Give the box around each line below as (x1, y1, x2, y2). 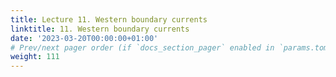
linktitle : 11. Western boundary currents (10, 24, 190, 34)
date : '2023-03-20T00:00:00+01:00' (10, 33, 159, 43)
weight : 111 (10, 52, 60, 62)
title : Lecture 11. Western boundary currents (10, 14, 208, 25)
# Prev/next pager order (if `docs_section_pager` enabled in (10, 42, 275, 53)
